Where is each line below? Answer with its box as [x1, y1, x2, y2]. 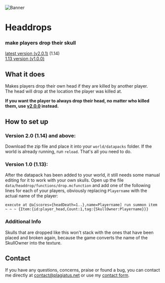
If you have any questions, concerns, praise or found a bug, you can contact [5, 267, 160, 273]
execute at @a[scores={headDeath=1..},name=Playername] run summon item [5, 202, 158, 208]
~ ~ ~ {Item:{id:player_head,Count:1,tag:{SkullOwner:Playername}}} [5, 207, 149, 212]
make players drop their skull [5, 39, 76, 46]
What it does [5, 70, 45, 78]
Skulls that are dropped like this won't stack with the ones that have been [5, 229, 154, 235]
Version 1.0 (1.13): [5, 160, 48, 167]
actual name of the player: [5, 193, 58, 199]
